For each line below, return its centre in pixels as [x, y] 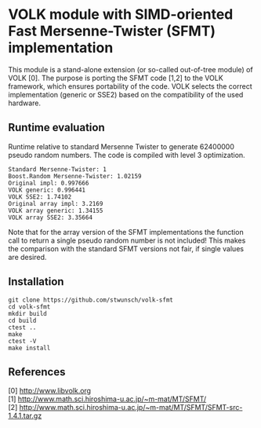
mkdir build [27, 313]
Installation [36, 282]
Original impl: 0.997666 [49, 183]
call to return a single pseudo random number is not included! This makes [127, 240]
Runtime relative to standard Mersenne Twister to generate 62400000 [121, 146]
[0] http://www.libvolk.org [50, 391]
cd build [22, 320]
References [37, 372]
